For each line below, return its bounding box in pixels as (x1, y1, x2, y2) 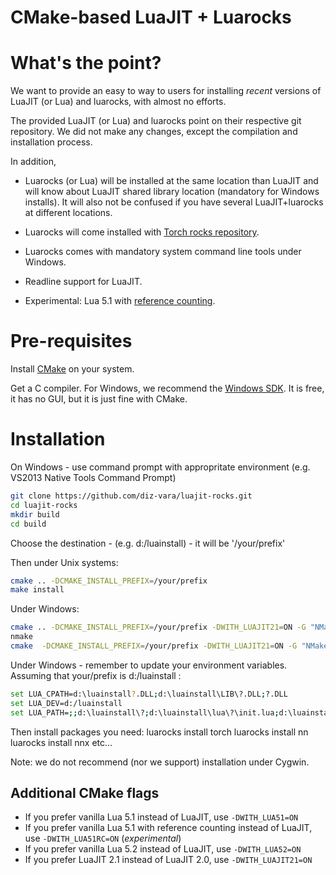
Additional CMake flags (10, 784, 160, 801)
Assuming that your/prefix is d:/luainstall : (10, 669, 182, 681)
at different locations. (24, 207, 113, 219)
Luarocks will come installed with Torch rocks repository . (24, 226, 260, 238)
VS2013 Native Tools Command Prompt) (10, 472, 177, 483)
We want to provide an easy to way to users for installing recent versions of (10, 85, 322, 97)
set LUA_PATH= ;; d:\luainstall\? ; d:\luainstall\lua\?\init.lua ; (10, 707, 280, 718)
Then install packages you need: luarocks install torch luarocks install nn (10, 726, 309, 738)
